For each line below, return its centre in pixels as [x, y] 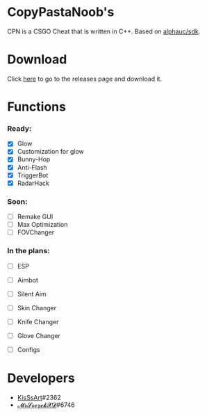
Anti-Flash [32, 167]
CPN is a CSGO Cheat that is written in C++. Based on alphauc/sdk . [104, 31]
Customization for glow [51, 152]
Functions [36, 107]
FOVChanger [36, 232]
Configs [28, 349]
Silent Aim [32, 294]
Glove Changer [39, 335]
